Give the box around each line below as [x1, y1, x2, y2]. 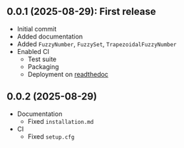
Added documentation [16, 32, 83, 41]
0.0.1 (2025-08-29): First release [6, 6, 156, 18]
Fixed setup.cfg [27, 132, 75, 141]
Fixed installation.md [27, 117, 94, 125]
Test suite [27, 55, 57, 63]
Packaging [27, 62, 59, 70]
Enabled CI [16, 47, 49, 55]
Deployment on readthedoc [27, 70, 108, 78]
